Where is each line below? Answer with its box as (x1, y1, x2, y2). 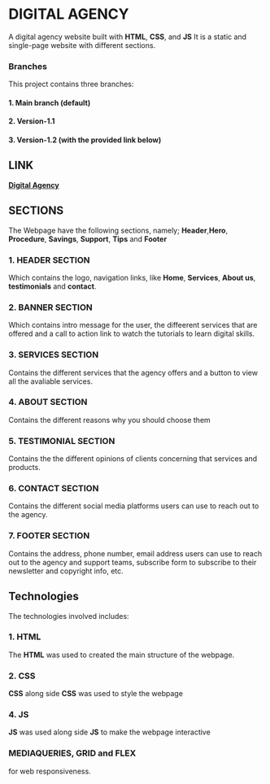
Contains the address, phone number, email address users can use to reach (8, 548, 263, 558)
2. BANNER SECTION (8, 302, 94, 313)
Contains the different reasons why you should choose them (8, 415, 211, 425)
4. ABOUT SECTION (8, 396, 88, 407)
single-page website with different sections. (8, 40, 156, 50)
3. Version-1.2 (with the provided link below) (8, 135, 162, 145)
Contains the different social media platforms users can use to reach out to (8, 501, 259, 511)
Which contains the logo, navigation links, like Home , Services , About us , (8, 272, 256, 282)
